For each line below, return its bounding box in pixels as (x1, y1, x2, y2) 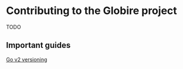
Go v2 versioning (6, 56, 48, 63)
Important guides (6, 40, 71, 50)
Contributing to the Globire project (6, 4, 177, 18)
